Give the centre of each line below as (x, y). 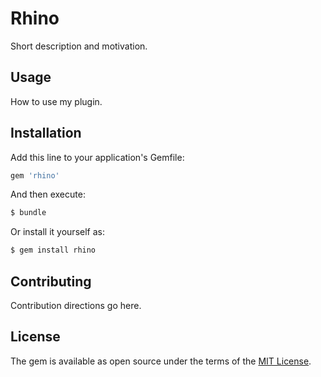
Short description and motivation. (79, 46)
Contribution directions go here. (76, 305)
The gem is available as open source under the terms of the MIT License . (161, 361)
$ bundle (28, 213)
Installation (46, 133)
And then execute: (48, 194)
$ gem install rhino (53, 250)
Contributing (51, 281)
